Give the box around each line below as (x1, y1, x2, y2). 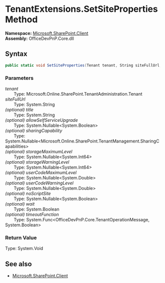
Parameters (5, 74, 33, 81)
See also (5, 260, 32, 268)
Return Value (5, 234, 37, 241)
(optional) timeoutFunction (5, 211, 59, 217)
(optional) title (5, 106, 33, 112)
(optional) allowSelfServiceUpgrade (5, 117, 78, 123)
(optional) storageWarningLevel (5, 159, 69, 165)
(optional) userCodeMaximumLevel (5, 169, 77, 176)
